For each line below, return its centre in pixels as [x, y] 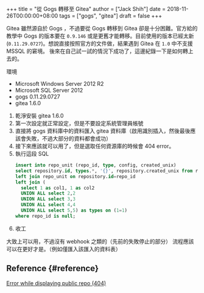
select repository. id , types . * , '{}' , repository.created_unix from [104, 171]
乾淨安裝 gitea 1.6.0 [39, 115]
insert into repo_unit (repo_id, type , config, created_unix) [96, 165]
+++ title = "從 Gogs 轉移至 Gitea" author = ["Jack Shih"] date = [86, 9]
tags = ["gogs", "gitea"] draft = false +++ [111, 16]
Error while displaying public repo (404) [56, 283]
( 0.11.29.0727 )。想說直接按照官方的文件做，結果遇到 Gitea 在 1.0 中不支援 [100, 43]
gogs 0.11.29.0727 [37, 97]
